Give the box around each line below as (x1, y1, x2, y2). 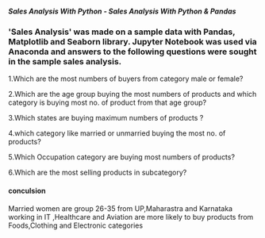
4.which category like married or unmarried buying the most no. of (8, 129, 226, 138)
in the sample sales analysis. (8, 56, 122, 67)
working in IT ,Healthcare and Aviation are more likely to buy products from (8, 212, 254, 221)
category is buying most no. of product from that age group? (8, 98, 207, 107)
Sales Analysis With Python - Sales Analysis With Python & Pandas (8, 6, 236, 16)
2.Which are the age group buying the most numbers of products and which (8, 90, 257, 99)
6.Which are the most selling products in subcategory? (8, 167, 187, 178)
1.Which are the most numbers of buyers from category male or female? (8, 74, 244, 83)
